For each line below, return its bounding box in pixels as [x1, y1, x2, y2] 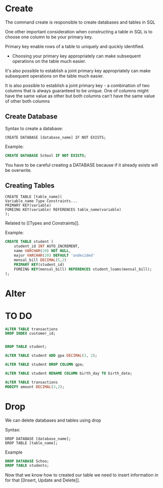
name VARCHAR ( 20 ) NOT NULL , [14, 249, 71, 254]
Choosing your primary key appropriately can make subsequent [12, 53, 141, 59]
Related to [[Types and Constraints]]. [5, 220, 80, 226]
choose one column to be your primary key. [5, 34, 93, 40]
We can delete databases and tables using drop [5, 417, 101, 423]
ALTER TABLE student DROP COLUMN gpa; [5, 362, 84, 367]
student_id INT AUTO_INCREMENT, [14, 244, 80, 249]
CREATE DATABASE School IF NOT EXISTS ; [5, 153, 87, 158]
